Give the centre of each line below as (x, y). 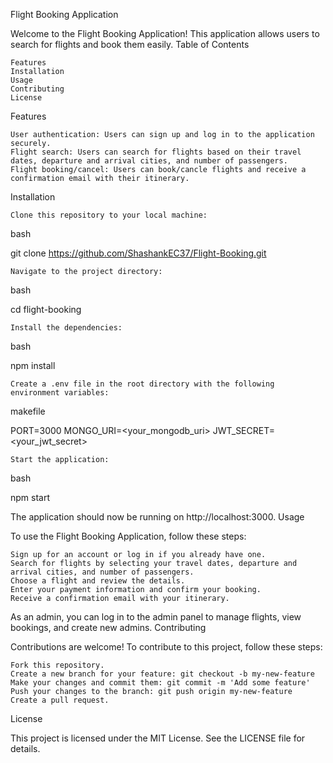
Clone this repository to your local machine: (109, 215)
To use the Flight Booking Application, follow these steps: (128, 536)
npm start (30, 497)
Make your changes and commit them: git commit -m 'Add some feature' (160, 683)
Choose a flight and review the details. (98, 581)
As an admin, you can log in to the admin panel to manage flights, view (156, 617)
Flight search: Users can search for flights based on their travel (156, 152)
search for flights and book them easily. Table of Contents (130, 44)
